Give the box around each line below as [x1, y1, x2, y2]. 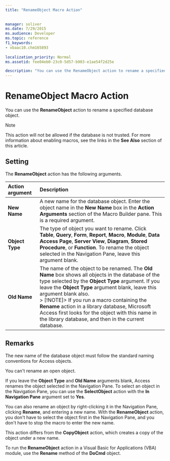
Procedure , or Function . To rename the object [39, 244, 149, 251]
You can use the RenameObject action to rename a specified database [5, 107, 153, 113]
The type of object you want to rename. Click [39, 225, 147, 232]
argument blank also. [39, 290, 90, 297]
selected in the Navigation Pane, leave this [39, 250, 141, 257]
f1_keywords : [5, 41, 33, 46]
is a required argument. [39, 216, 95, 223]
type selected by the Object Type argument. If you [39, 277, 160, 284]
